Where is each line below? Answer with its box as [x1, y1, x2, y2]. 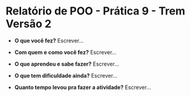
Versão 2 [5, 17, 52, 31]
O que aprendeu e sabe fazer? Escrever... [14, 60, 119, 67]
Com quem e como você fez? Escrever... [14, 48, 117, 55]
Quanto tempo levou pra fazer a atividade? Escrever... [14, 83, 152, 91]
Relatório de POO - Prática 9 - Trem [5, 4, 186, 18]
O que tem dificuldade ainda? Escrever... [14, 72, 118, 79]
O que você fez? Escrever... [14, 37, 84, 44]
